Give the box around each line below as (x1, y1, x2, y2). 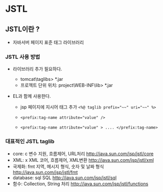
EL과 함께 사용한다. (12, 93, 51, 99)
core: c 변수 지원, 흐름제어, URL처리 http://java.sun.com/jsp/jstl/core (12, 151, 154, 157)
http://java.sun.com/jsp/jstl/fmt (12, 169, 78, 175)
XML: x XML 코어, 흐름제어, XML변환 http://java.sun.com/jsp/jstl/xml (12, 157, 154, 163)
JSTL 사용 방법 (5, 53, 40, 60)
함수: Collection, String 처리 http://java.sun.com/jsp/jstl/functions (12, 180, 149, 187)
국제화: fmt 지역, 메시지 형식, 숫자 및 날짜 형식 (12, 163, 104, 169)
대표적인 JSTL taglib (5, 138, 55, 145)
